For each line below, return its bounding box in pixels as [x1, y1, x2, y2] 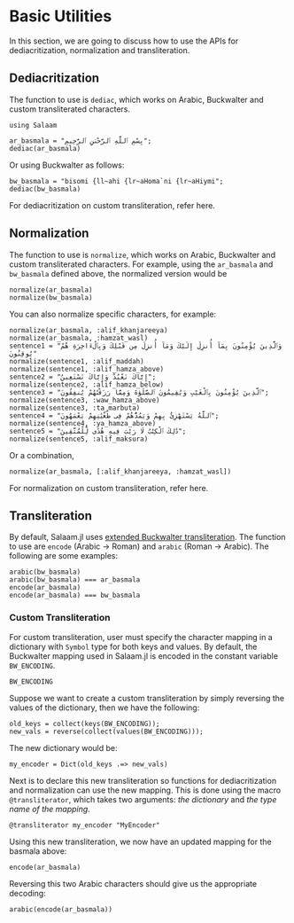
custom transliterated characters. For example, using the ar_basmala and [9, 259, 274, 270]
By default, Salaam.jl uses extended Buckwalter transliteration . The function [9, 532, 286, 543]
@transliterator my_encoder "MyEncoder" [9, 820, 161, 830]
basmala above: [9, 845, 67, 857]
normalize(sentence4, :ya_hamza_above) [9, 418, 157, 427]
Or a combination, [9, 450, 75, 460]
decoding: [9, 888, 46, 898]
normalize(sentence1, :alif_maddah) [9, 356, 144, 365]
